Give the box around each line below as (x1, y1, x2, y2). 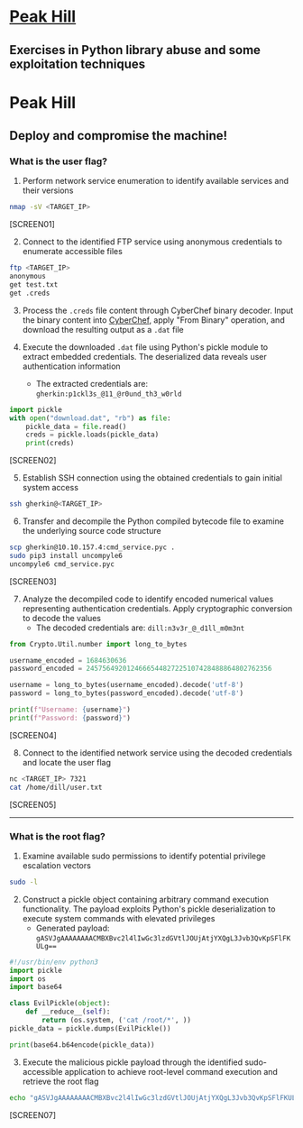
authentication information (22, 361, 121, 371)
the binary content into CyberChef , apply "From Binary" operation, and (22, 314, 286, 326)
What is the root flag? (9, 830, 106, 842)
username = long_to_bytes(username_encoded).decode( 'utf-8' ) (9, 681, 244, 690)
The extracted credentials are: (35, 378, 149, 389)
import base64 (9, 983, 63, 992)
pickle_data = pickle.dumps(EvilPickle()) (9, 1023, 171, 1033)
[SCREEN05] (9, 799, 57, 810)
